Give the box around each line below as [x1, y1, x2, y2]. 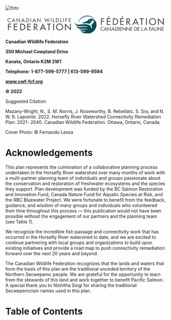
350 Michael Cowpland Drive [5, 48, 69, 54]
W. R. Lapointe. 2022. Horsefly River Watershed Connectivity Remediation [5, 114, 161, 120]
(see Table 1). [5, 218, 34, 224]
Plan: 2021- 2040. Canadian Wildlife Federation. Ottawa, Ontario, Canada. [5, 119, 161, 125]
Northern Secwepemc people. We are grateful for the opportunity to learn [5, 271, 161, 277]
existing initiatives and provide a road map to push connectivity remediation [5, 244, 165, 251]
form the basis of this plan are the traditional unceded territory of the [5, 266, 151, 272]
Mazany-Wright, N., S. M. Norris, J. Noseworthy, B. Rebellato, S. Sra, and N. [5, 108, 165, 114]
